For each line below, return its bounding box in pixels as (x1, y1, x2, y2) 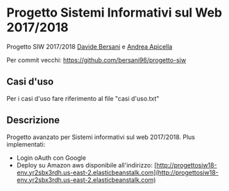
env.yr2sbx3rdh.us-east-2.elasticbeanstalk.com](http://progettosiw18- (16, 168, 219, 176)
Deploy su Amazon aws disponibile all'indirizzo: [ (16, 161, 157, 169)
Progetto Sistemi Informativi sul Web (6, 5, 223, 21)
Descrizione (6, 114, 60, 126)
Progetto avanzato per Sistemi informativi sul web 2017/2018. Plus (6, 133, 196, 141)
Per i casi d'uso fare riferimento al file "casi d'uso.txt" (6, 94, 160, 102)
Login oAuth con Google (16, 154, 86, 162)
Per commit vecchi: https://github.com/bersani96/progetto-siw (6, 55, 187, 64)
